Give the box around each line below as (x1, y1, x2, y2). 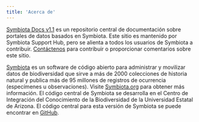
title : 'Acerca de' (6, 9, 56, 15)
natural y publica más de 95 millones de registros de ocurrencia (6, 76, 166, 84)
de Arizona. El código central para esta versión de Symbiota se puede (6, 102, 181, 110)
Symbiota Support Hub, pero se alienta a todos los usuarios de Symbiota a (6, 38, 193, 46)
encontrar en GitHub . (6, 109, 60, 116)
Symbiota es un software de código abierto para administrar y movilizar (6, 63, 186, 71)
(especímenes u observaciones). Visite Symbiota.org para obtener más (6, 83, 185, 90)
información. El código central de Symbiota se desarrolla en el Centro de (6, 89, 189, 96)
